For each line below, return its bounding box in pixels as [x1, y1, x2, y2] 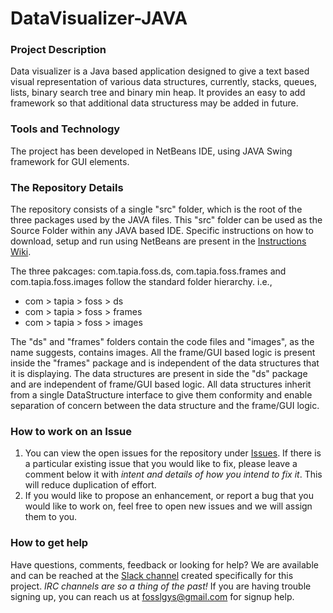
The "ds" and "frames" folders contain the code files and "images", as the [10, 336, 315, 348]
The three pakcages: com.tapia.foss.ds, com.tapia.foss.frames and [10, 265, 287, 277]
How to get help [10, 536, 89, 550]
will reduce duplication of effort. [24, 479, 157, 491]
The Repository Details [10, 180, 124, 194]
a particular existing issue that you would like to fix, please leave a [24, 458, 298, 470]
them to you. [24, 511, 78, 523]
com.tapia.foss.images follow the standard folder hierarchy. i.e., [10, 276, 273, 288]
